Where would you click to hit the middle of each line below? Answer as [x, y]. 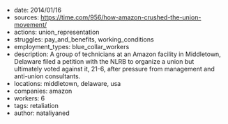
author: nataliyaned [41, 113]
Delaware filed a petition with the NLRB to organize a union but [104, 61]
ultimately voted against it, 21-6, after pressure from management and [114, 69]
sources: [26, 17]
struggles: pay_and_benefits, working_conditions [84, 39]
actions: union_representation [56, 32]
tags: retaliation [36, 106]
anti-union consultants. [47, 76]
